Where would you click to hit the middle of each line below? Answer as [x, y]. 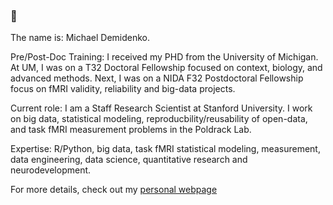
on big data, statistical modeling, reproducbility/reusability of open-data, [159, 119]
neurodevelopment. [51, 170]
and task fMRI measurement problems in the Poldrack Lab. [131, 130]
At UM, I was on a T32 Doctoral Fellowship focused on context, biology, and [166, 68]
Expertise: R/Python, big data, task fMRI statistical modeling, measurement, [165, 149]
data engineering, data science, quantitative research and [129, 160]
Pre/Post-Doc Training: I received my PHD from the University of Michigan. [164, 57]
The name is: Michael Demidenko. [80, 38]
